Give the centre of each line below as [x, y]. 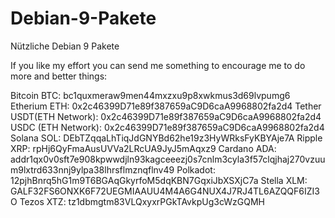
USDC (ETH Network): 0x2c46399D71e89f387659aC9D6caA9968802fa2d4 [167, 127]
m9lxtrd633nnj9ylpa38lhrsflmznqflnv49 [92, 169]
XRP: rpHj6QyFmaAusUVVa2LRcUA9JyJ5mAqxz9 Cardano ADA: [143, 148]
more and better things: [59, 76]
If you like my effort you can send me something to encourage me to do [158, 65]
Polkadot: [196, 169]
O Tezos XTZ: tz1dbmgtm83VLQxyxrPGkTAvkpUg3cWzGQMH [137, 201]
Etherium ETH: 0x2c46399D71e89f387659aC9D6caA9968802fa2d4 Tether [166, 106]
